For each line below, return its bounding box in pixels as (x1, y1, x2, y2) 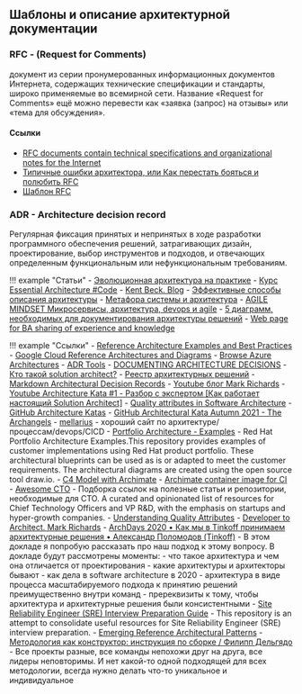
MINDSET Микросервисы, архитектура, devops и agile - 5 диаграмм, (9, 303, 274, 314)
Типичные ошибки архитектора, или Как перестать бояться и (22, 167, 259, 177)
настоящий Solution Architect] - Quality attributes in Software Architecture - (9, 398, 292, 409)
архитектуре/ (167, 417, 220, 428)
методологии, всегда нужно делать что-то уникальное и (9, 665, 227, 676)
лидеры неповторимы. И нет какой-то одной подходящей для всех (9, 656, 267, 667)
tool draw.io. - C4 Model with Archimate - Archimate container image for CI (9, 474, 288, 485)
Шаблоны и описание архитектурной (9, 7, 231, 23)
